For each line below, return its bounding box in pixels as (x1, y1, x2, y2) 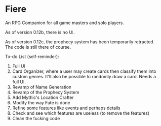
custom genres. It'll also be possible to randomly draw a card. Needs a (12, 73, 157, 79)
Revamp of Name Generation (12, 84, 72, 90)
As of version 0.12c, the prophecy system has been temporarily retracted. (5, 38, 155, 45)
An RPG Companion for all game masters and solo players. (5, 20, 124, 26)
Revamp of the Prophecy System (12, 89, 80, 95)
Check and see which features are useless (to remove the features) (12, 110, 150, 116)
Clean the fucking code (12, 115, 60, 121)
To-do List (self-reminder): (5, 53, 59, 60)
